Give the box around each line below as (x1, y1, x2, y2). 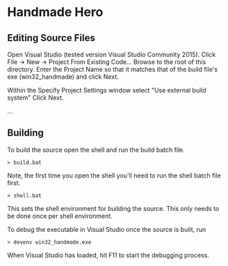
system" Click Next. (7, 93, 64, 102)
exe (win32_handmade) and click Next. (7, 72, 120, 81)
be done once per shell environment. (7, 212, 113, 220)
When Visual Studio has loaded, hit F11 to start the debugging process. (7, 251, 210, 259)
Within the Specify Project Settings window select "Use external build (7, 86, 206, 94)
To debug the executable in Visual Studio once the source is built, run (7, 225, 206, 233)
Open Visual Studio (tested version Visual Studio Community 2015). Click (7, 50, 216, 58)
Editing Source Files (7, 32, 95, 44)
